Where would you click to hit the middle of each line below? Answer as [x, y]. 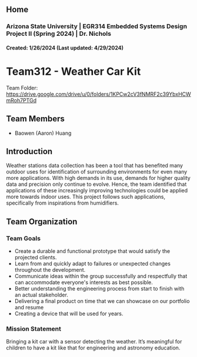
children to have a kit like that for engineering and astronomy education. [93, 348]
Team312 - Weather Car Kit [74, 71]
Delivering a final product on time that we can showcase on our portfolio [102, 301]
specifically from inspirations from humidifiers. [63, 203]
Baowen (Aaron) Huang [43, 133]
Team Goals [24, 238]
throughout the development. [50, 270]
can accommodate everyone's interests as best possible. [84, 282]
